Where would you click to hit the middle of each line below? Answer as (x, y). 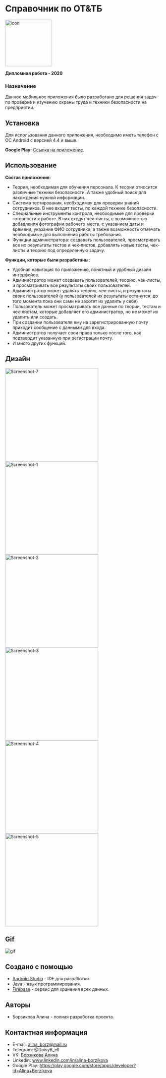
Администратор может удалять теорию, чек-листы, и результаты (82, 290)
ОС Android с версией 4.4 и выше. (41, 140)
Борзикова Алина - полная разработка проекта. (63, 1017)
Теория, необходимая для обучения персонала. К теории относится (85, 187)
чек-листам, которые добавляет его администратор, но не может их (85, 312)
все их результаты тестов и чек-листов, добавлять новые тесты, (81, 245)
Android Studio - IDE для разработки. (51, 979)
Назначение (21, 86)
